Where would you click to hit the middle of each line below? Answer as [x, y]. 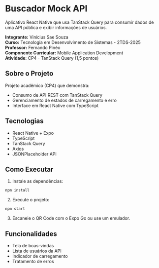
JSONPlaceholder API [34, 154]
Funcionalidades [31, 234]
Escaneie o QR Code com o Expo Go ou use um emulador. [71, 218]
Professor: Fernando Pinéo [33, 47]
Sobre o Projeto [29, 74]
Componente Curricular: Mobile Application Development [64, 53]
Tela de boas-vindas [33, 245]
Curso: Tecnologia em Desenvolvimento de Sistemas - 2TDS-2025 [73, 42]
